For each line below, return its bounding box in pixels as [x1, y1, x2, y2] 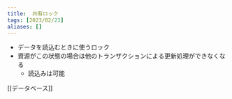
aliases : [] [7, 23, 42, 30]
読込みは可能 [27, 69, 65, 77]
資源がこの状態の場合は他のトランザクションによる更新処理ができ [17, 52, 208, 60]
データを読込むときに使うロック [17, 43, 110, 52]
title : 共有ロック [7, 10, 59, 17]
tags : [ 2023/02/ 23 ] [7, 17, 64, 24]
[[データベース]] [7, 84, 53, 93]
